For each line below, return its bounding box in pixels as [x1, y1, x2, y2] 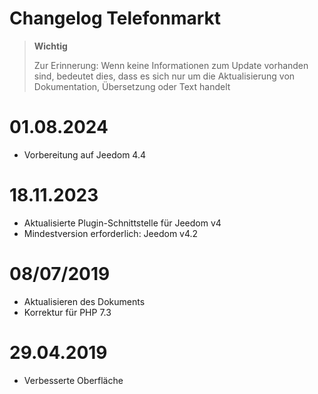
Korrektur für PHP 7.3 [23, 306, 112, 318]
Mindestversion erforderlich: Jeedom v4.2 [23, 227, 199, 239]
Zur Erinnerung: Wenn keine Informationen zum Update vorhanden [33, 59, 309, 71]
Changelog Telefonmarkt [9, 7, 222, 30]
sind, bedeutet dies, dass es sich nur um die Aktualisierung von [33, 70, 296, 82]
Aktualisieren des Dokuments [23, 295, 146, 307]
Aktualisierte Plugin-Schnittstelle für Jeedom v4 [23, 217, 222, 229]
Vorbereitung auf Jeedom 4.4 [23, 148, 146, 161]
